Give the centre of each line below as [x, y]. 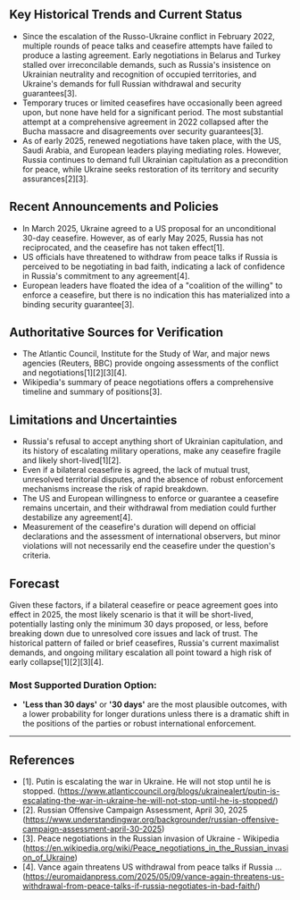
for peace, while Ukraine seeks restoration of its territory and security [150, 169]
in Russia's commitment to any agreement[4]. [106, 275]
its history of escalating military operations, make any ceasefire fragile [151, 451]
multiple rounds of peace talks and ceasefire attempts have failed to [147, 46]
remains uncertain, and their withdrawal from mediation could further [149, 508]
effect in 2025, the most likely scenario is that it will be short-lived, [132, 615]
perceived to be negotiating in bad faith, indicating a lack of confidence [154, 266]
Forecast [34, 583]
